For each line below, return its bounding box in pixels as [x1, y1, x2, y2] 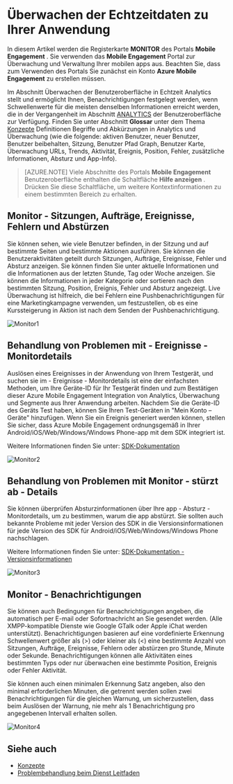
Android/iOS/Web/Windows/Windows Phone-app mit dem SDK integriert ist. [7, 428, 226, 436]
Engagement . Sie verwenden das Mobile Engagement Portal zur [7, 52, 196, 61]
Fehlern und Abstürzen [7, 221, 109, 233]
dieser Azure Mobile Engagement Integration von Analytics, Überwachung [7, 391, 220, 399]
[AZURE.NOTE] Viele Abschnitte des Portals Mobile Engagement [24, 168, 211, 176]
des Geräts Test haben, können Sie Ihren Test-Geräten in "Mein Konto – [7, 406, 212, 414]
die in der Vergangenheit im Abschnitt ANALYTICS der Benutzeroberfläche [7, 110, 221, 118]
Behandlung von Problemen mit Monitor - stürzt [7, 475, 219, 487]
